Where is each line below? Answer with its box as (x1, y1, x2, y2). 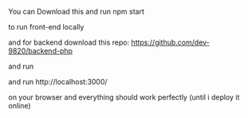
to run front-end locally (8, 22, 85, 31)
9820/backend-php (8, 46, 73, 55)
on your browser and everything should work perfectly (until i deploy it (8, 92, 240, 102)
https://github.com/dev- (131, 37, 210, 47)
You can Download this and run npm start (8, 7, 145, 16)
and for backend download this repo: (8, 37, 130, 47)
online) (8, 101, 31, 110)
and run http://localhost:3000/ (8, 77, 108, 86)
